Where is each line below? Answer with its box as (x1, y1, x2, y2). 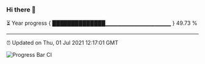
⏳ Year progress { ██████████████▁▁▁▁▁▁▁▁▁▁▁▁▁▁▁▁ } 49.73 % (6, 19, 198, 27)
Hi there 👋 (6, 5, 37, 14)
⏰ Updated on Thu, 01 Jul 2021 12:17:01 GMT (6, 39, 119, 46)
